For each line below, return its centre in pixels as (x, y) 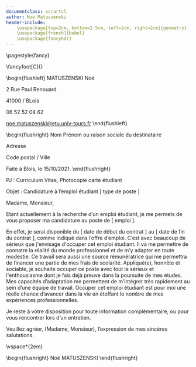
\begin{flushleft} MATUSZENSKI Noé (50, 78)
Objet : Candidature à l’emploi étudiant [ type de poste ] (73, 191)
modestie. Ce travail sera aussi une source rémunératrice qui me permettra (97, 256)
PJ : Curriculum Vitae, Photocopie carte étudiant (64, 180)
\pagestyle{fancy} (28, 55)
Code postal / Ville (28, 157)
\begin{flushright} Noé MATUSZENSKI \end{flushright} (72, 358)
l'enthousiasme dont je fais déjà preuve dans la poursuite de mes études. (94, 275)
